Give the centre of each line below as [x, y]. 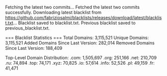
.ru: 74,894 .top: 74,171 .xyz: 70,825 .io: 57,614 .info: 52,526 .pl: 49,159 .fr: [80, 63]
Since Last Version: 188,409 [34, 48]
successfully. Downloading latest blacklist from [53, 12]
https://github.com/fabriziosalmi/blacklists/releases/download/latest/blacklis [83, 18]
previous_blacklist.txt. [28, 28]
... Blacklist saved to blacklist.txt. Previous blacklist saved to [74, 23]
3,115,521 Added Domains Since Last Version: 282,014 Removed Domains [80, 43]
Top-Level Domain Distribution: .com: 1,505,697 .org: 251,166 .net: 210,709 [81, 58]
